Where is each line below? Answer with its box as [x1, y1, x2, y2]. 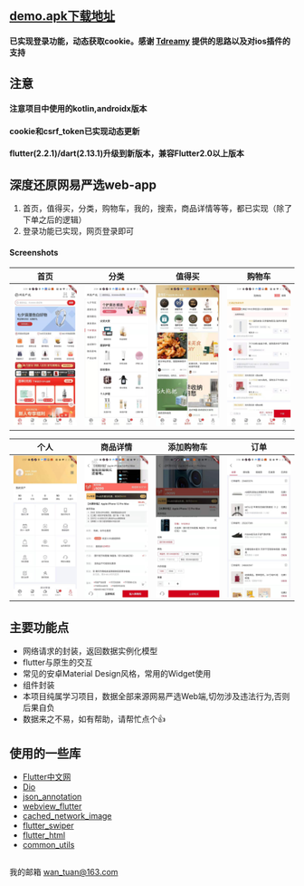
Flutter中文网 [22, 771, 71, 782]
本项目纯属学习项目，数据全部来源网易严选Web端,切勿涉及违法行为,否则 [22, 691, 290, 702]
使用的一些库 [9, 745, 81, 761]
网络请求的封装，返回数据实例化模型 [22, 646, 158, 657]
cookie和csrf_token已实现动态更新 [9, 125, 140, 136]
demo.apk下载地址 [9, 8, 116, 24]
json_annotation [22, 791, 82, 802]
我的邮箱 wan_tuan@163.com [9, 867, 119, 878]
